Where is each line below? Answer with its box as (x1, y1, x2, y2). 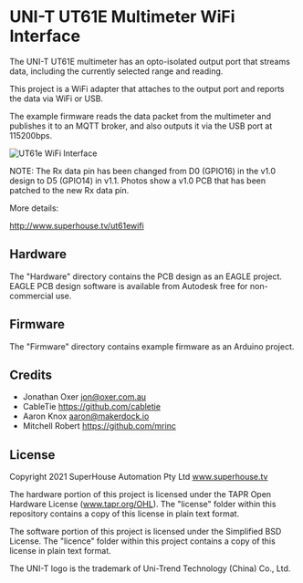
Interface (9, 26, 80, 47)
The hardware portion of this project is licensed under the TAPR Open (9, 489, 272, 500)
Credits (9, 367, 53, 382)
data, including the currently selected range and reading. (9, 66, 224, 77)
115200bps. (9, 130, 53, 141)
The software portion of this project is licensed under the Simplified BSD (9, 526, 282, 537)
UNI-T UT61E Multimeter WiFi (9, 6, 235, 27)
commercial (9, 290, 54, 301)
